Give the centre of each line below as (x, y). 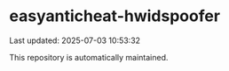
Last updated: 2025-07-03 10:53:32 (75, 40)
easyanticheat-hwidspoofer (114, 16)
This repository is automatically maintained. (89, 57)
